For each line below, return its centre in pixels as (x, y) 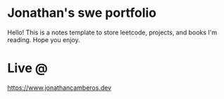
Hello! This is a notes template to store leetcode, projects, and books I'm (112, 32)
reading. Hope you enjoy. (44, 39)
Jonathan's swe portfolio (82, 13)
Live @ (27, 68)
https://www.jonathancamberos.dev (59, 87)
